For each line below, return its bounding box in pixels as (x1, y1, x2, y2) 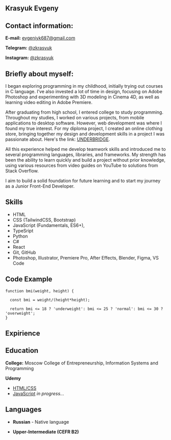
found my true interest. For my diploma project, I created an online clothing (5, 125, 163, 132)
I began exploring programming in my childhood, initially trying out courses (5, 83, 163, 89)
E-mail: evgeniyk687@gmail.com (5, 35, 76, 41)
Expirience (5, 329, 40, 338)
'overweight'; (5, 310, 36, 316)
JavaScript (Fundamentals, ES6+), (12, 222, 85, 228)
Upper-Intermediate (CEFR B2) (12, 428, 79, 435)
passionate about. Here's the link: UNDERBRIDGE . (5, 136, 110, 142)
